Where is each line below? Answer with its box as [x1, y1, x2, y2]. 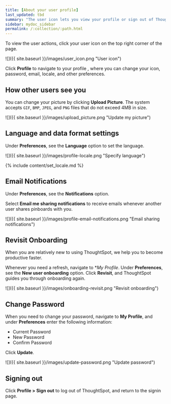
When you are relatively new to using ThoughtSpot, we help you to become [5, 249, 163, 255]
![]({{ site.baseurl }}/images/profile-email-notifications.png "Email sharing [5, 216, 160, 222]
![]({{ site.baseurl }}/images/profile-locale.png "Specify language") [5, 152, 146, 158]
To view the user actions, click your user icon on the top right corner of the [5, 40, 162, 46]
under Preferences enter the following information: [5, 319, 112, 325]
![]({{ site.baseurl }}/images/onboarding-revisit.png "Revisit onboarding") [5, 285, 159, 292]
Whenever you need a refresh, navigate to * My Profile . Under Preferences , [5, 265, 163, 271]
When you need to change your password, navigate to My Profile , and [5, 313, 153, 320]
